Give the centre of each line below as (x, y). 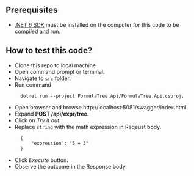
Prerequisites (32, 10)
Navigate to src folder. (43, 78)
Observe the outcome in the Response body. (71, 166)
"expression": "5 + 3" (60, 143)
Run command (33, 84)
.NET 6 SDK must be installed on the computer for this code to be (97, 24)
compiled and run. (37, 31)
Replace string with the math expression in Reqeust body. (88, 127)
